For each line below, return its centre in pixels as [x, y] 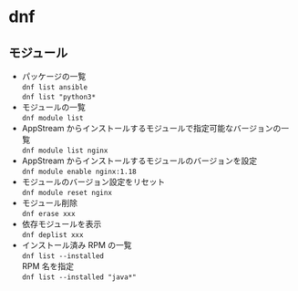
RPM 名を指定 [48, 266]
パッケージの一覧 [54, 76]
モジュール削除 [50, 203]
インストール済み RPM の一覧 [77, 245]
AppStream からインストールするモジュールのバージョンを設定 [139, 161]
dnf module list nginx [65, 151]
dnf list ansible [55, 88]
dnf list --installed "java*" [79, 277]
